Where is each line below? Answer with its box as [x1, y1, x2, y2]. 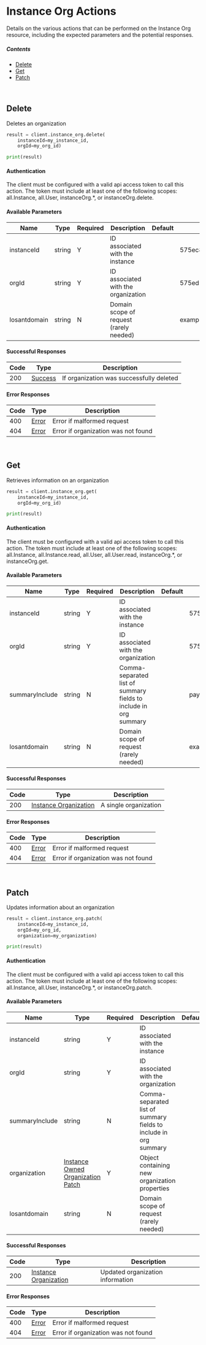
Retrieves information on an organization [6, 476, 109, 484]
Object [139, 1153, 159, 1161]
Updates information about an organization [6, 904, 115, 911]
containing [139, 1161, 170, 1169]
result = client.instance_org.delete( [6, 131, 105, 138]
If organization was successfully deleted [62, 373, 179, 382]
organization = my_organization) [17, 932, 97, 939]
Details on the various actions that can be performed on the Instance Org [6, 25, 191, 32]
